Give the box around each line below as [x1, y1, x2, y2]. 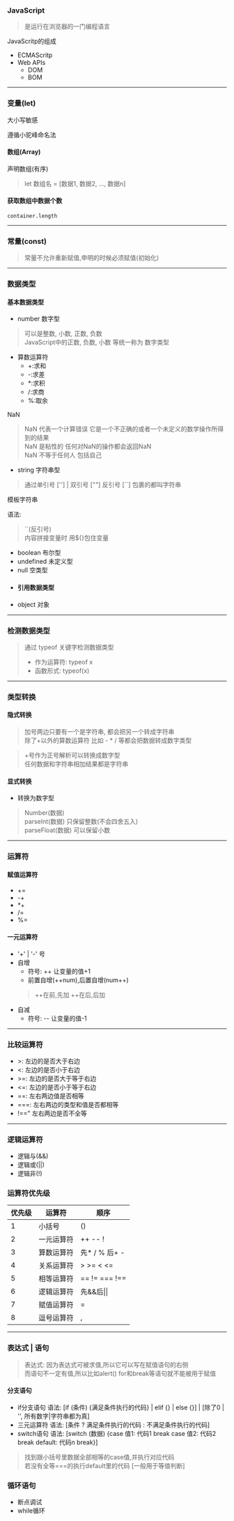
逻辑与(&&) [17, 1152, 49, 1161]
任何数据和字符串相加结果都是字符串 [24, 760, 129, 768]
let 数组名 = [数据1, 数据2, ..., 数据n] [24, 179, 126, 188]
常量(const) [7, 236, 47, 246]
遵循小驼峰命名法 [7, 130, 56, 139]
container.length [7, 213, 58, 220]
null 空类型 [17, 566, 49, 574]
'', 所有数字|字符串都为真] [17, 1412, 90, 1420]
